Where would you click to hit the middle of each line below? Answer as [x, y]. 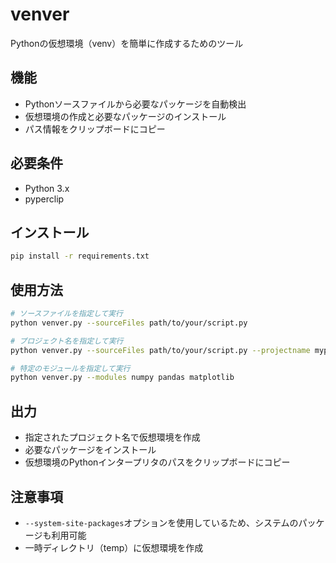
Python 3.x [47, 188]
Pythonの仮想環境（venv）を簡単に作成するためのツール [127, 43]
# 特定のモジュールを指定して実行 [70, 368]
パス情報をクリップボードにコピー [95, 129]
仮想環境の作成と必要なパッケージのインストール [125, 116]
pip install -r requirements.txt [80, 256]
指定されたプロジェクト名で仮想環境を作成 [112, 437]
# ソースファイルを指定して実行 [66, 314]
